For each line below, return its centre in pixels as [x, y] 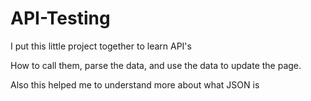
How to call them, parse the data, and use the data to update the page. [156, 65]
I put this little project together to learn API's [101, 46]
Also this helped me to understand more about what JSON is [135, 84]
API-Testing [60, 18]
